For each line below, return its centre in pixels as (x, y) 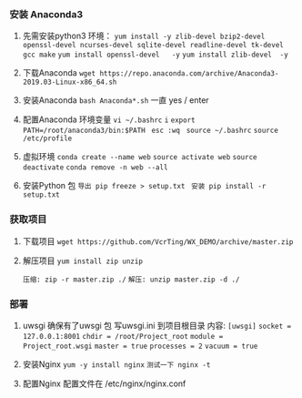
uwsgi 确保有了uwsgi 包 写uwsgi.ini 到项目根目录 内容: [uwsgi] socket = (157, 325)
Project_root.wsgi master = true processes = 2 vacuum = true (140, 346)
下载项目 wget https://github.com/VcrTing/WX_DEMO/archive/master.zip (158, 241)
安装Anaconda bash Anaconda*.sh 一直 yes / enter (116, 100)
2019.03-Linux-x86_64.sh (70, 82)
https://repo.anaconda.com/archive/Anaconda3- (189, 74)
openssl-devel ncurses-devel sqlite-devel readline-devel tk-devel (153, 46)
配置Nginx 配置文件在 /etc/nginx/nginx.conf (104, 383)
